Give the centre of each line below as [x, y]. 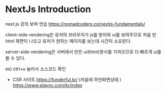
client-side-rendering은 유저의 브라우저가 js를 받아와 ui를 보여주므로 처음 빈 [81, 34]
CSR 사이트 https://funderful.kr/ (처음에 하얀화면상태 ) [67, 79]
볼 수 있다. [15, 58]
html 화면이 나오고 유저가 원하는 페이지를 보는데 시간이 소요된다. [68, 41]
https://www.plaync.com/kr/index [47, 85]
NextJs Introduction [48, 9]
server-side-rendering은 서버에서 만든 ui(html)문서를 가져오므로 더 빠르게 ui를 [83, 52]
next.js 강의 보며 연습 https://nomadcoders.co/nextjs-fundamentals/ [75, 24]
